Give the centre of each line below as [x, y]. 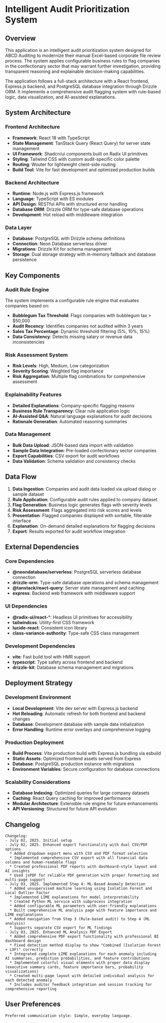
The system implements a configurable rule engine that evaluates [72, 300]
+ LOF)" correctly [24, 950]
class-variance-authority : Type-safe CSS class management [76, 633]
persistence [25, 260]
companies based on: [27, 306]
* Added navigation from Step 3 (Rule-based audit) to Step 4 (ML [80, 919]
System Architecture [38, 113]
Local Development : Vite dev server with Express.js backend [75, 708]
